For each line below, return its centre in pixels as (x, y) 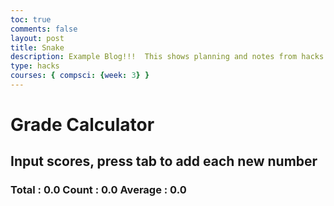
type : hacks (35, 66)
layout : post (37, 38)
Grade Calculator (82, 125)
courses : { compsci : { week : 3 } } (80, 76)
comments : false (44, 29)
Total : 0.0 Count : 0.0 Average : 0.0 (98, 190)
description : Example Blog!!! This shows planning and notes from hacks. (169, 57)
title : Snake (37, 47)
